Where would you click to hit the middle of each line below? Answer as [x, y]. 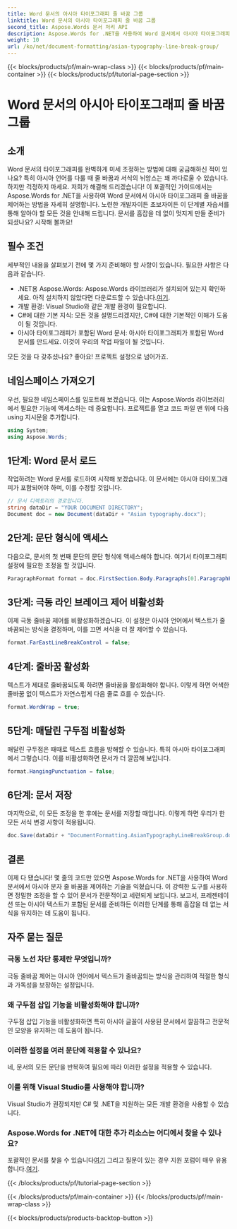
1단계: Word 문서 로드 [52, 461]
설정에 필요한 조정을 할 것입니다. [52, 565]
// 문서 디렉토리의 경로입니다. [46, 501]
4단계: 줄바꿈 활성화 [48, 667]
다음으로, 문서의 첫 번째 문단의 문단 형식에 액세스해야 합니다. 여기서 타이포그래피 [117, 556]
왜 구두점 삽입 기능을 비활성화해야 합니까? [73, 1005]
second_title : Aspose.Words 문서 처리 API [68, 27]
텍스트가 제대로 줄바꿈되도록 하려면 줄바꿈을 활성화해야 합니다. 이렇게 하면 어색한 [119, 685]
